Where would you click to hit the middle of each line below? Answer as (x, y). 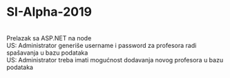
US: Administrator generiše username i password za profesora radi (102, 45)
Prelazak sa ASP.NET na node (49, 38)
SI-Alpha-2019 (49, 12)
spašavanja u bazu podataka (47, 53)
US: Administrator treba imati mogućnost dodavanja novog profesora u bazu (115, 60)
